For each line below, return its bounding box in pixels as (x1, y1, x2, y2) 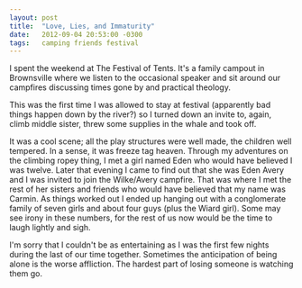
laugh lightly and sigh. (9, 222, 92, 233)
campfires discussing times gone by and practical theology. (9, 82, 232, 93)
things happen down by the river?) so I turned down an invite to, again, (9, 109, 272, 120)
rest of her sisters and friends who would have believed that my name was (9, 184, 287, 194)
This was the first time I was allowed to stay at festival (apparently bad (9, 100, 271, 111)
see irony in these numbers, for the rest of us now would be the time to (9, 212, 273, 223)
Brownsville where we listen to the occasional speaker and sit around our (9, 73, 281, 84)
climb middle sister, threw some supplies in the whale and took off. (9, 119, 257, 130)
